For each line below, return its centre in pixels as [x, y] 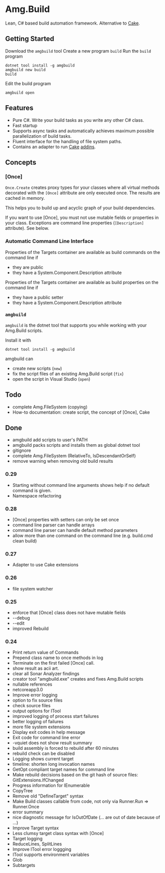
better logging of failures [38, 722]
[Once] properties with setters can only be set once [65, 520]
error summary [28, 812]
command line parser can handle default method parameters [75, 530]
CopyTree [22, 791]
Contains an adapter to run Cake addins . [54, 147]
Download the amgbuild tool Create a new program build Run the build [78, 51]
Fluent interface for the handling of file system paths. [67, 141]
